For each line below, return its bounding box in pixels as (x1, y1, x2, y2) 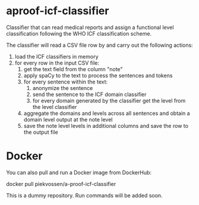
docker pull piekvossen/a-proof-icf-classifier (6, 180, 116, 187)
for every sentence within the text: (23, 78, 108, 85)
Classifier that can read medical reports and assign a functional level (6, 24, 174, 31)
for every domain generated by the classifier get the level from (32, 97, 186, 104)
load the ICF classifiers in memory (14, 53, 99, 60)
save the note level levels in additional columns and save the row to (23, 122, 189, 129)
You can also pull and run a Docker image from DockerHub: (6, 169, 152, 176)
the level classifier (32, 103, 77, 110)
